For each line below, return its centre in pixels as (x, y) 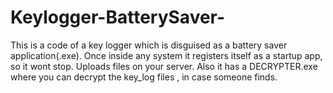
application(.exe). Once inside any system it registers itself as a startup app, (166, 55)
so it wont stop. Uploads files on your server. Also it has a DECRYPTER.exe (164, 66)
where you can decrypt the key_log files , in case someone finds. (144, 77)
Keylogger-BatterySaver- (118, 17)
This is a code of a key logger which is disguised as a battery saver (149, 45)
